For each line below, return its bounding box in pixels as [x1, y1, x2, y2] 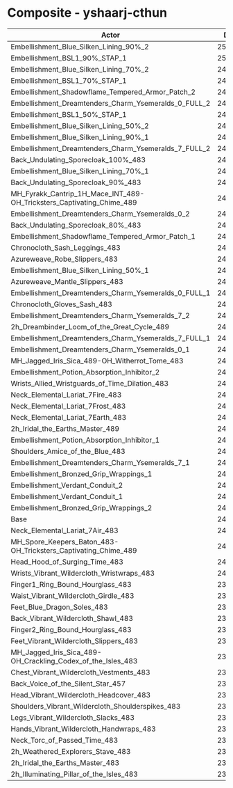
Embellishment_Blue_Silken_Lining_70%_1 [10, 166, 149, 175]
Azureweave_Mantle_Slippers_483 [10, 276, 123, 286]
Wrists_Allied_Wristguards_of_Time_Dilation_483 [10, 378, 169, 388]
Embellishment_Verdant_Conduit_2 [10, 480, 123, 490]
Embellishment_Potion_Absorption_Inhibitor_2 [10, 367, 160, 377]
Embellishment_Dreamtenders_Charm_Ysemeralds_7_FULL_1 [10, 333, 211, 342]
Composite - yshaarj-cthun [7, 5, 168, 21]
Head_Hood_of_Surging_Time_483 [10, 557, 123, 567]
